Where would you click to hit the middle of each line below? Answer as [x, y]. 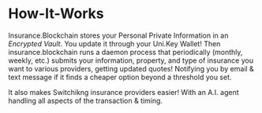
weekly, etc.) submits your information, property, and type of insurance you [131, 60]
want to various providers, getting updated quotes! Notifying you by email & [131, 68]
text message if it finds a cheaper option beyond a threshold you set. [120, 77]
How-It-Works [56, 14]
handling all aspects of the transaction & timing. [86, 100]
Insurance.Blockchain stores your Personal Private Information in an [118, 35]
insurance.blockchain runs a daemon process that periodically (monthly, [125, 52]
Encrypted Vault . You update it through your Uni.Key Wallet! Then [114, 43]
